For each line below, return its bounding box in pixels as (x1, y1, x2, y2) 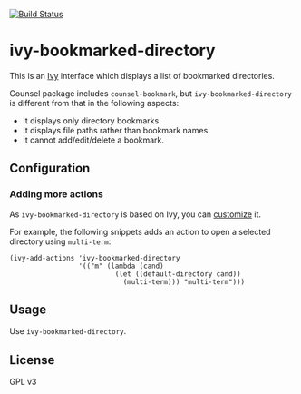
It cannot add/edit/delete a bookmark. (22, 134, 165, 145)
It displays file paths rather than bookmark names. (22, 124, 210, 135)
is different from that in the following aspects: (9, 97, 180, 108)
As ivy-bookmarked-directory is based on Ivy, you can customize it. (9, 209, 261, 220)
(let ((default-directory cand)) (114, 269, 242, 279)
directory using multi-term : (9, 236, 112, 247)
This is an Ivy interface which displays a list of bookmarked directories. (9, 70, 275, 81)
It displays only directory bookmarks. (22, 114, 161, 126)
